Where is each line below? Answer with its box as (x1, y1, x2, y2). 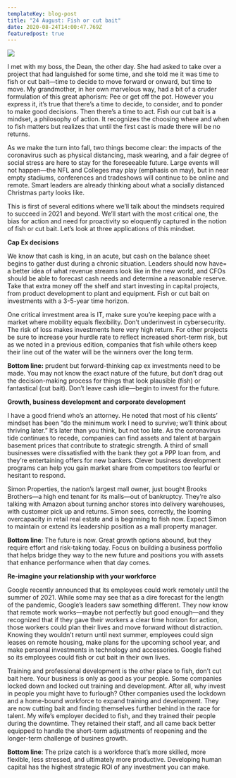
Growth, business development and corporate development (7, 397, 186, 406)
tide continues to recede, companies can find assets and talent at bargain (7, 434, 221, 443)
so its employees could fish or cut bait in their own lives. (7, 653, 170, 662)
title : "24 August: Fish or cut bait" (7, 17, 121, 24)
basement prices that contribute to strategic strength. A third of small (7, 441, 209, 450)
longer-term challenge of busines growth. (7, 734, 128, 743)
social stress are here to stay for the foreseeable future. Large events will (7, 159, 220, 167)
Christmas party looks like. (7, 188, 85, 197)
